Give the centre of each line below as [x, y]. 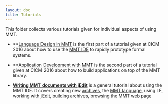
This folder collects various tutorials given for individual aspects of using [81, 29]
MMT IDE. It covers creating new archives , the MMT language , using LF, [88, 90]
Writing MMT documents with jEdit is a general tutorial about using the [87, 85]
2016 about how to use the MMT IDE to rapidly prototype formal [79, 49]
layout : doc [18, 10]
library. [20, 75]
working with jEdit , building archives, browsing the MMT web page [82, 96]
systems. [22, 55]
